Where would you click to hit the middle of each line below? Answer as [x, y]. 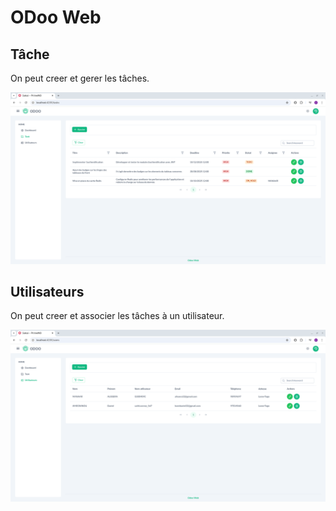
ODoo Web [56, 17]
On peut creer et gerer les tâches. [80, 78]
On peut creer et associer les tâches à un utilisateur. [117, 316]
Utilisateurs [47, 292]
